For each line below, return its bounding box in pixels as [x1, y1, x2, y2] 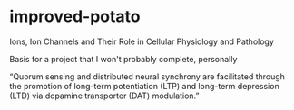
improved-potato [9, 6, 141, 27]
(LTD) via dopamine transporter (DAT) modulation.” [9, 90, 200, 101]
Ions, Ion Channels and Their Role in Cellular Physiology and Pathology [9, 36, 275, 47]
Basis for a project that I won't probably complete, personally [9, 53, 238, 64]
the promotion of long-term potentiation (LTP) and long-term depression [9, 80, 279, 91]
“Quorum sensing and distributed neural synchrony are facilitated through [9, 70, 286, 82]
